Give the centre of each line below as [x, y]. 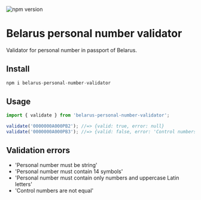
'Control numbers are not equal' [54, 190]
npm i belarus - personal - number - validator [59, 83]
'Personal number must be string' [56, 165]
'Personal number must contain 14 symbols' [69, 171]
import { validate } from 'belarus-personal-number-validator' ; [88, 115]
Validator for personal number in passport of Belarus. [72, 50]
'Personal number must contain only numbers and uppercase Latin [97, 178]
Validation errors [38, 150]
